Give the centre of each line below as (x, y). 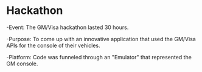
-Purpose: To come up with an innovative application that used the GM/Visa (101, 39)
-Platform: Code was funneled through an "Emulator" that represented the (99, 57)
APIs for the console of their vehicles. (53, 45)
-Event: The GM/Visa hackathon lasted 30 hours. (68, 27)
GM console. (22, 64)
